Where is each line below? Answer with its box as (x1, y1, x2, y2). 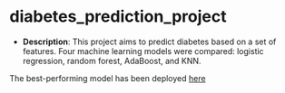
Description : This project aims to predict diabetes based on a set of (22, 36, 277, 47)
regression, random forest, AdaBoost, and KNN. (22, 55, 201, 66)
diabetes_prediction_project (9, 6, 227, 27)
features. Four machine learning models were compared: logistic (22, 45, 265, 56)
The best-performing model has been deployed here (9, 72, 206, 83)
